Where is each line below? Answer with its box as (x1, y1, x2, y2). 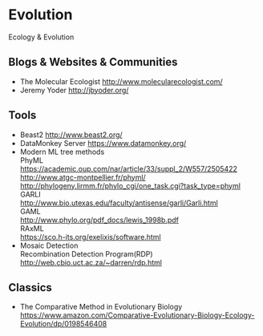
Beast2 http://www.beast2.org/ (19, 130, 123, 140)
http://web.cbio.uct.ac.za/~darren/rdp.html (19, 257, 163, 267)
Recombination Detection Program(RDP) (19, 249, 154, 258)
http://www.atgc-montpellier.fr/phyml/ (19, 172, 146, 182)
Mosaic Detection (19, 241, 79, 250)
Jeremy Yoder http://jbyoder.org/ (19, 85, 129, 95)
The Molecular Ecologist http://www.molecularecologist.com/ (19, 76, 223, 86)
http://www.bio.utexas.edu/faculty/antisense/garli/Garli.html (19, 198, 218, 208)
